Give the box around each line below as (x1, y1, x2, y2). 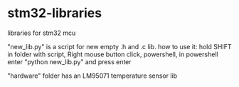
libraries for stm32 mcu (7, 29, 76, 37)
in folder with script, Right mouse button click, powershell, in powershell (7, 50, 218, 58)
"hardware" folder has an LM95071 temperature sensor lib (7, 71, 178, 80)
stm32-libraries (7, 5, 102, 21)
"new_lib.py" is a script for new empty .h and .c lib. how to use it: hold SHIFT (7, 42, 232, 51)
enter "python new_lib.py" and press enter (7, 57, 132, 66)
